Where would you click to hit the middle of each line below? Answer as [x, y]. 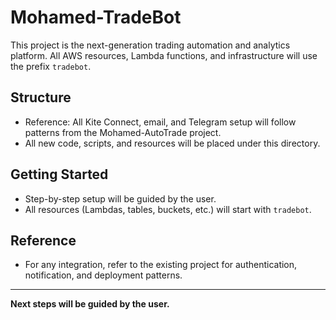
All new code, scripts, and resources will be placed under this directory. [172, 143]
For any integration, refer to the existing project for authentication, [161, 265]
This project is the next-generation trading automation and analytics [150, 45]
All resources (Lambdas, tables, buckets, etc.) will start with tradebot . [168, 209]
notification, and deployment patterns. [103, 275]
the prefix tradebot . [51, 66]
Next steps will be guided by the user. [90, 304]
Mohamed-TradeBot [96, 17]
